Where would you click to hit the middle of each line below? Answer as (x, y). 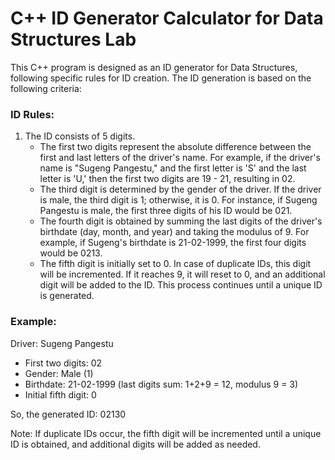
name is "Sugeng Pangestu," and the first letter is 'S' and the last (173, 168)
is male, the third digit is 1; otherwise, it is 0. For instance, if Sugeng (178, 200)
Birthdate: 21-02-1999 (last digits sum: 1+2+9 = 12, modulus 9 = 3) (161, 384)
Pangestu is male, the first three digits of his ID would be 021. (166, 211)
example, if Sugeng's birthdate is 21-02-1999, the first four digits (173, 243)
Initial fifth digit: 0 (60, 394)
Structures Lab (73, 39)
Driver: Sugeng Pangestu (62, 343)
